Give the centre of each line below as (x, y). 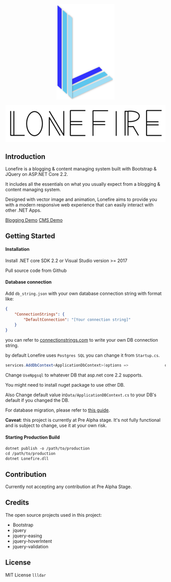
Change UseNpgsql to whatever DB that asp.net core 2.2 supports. (74, 375)
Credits (17, 503)
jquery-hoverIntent (32, 541)
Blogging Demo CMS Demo (34, 220)
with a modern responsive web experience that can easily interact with (79, 205)
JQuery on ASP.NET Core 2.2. (37, 174)
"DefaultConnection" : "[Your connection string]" (77, 320)
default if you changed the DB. (37, 400)
